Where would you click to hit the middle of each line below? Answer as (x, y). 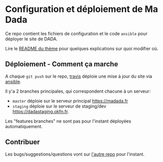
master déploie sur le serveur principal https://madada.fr (70, 101)
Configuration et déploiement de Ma (82, 9)
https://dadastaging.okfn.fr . (41, 111)
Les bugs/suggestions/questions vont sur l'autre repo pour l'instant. (75, 154)
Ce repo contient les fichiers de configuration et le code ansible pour (77, 33)
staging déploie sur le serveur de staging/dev (59, 106)
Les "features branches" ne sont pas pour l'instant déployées (68, 121)
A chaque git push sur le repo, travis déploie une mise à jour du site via (79, 76)
